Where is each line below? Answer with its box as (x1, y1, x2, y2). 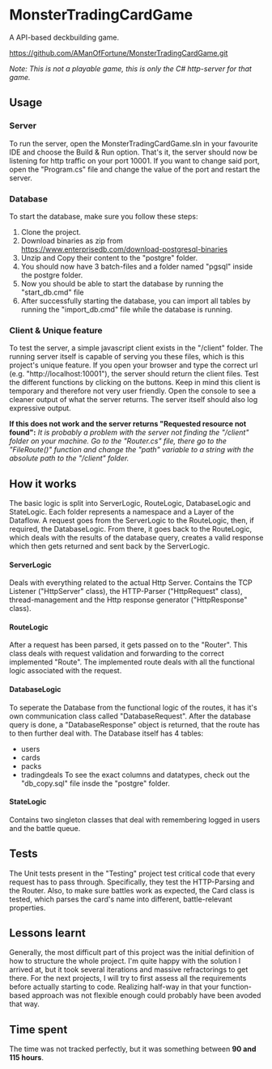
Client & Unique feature (9, 325, 104, 336)
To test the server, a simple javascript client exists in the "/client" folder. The (9, 343, 264, 353)
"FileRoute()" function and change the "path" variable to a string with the (9, 445, 254, 455)
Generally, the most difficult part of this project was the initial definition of (9, 948, 255, 957)
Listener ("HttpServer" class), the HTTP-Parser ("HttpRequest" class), (9, 587, 243, 596)
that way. (9, 999, 40, 1009)
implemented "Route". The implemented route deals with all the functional (9, 657, 255, 667)
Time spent (9, 1022, 68, 1037)
